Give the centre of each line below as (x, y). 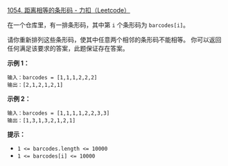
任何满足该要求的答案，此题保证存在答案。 (68, 48)
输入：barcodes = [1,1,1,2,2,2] (52, 78)
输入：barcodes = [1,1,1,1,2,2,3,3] (59, 113)
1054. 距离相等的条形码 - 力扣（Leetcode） (69, 10)
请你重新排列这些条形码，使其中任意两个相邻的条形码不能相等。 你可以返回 (114, 40)
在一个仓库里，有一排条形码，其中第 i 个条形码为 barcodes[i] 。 (98, 25)
